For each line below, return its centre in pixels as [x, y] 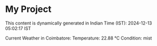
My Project [28, 9]
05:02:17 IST [18, 28]
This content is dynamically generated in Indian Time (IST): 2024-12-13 [78, 23]
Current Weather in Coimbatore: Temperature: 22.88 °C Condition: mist [78, 38]
